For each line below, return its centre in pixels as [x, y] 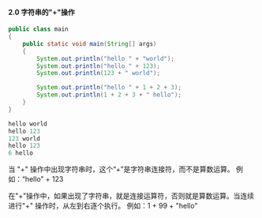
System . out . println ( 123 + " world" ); [98, 73]
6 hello [21, 153]
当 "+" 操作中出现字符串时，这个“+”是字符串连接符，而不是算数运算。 [121, 169]
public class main [38, 29]
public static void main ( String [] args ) [90, 43]
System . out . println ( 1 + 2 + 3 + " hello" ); [109, 95]
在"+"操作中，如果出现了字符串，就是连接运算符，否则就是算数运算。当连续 [131, 196]
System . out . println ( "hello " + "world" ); [106, 58]
